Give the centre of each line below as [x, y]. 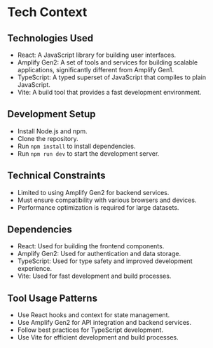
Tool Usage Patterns [53, 298]
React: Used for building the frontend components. [91, 246]
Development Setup [51, 114]
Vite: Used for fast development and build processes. [94, 276]
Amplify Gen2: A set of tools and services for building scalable [108, 62]
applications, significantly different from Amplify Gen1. [95, 70]
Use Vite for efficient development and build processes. [98, 337]
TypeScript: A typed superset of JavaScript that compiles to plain [112, 77]
